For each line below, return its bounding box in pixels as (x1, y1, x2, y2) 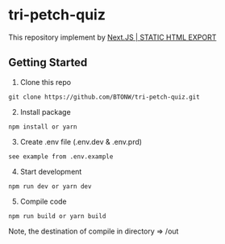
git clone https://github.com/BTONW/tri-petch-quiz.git (8, 93, 200, 101)
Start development (19, 166, 82, 176)
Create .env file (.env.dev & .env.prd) (19, 137, 143, 146)
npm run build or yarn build (8, 212, 106, 220)
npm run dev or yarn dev (8, 182, 92, 191)
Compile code (19, 196, 67, 206)
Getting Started (8, 56, 88, 69)
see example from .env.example (8, 152, 114, 161)
